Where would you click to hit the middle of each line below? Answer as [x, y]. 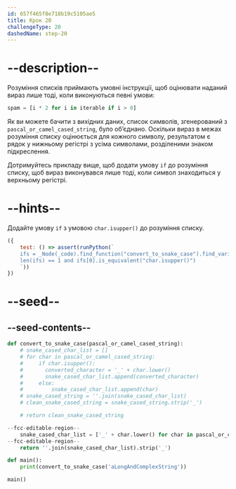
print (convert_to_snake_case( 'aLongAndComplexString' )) [104, 467]
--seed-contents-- [49, 328]
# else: [37, 383]
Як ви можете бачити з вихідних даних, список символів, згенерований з [117, 122]
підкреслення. [29, 151]
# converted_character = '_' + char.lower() [96, 370]
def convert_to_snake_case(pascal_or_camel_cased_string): [96, 344]
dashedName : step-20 [38, 33]
